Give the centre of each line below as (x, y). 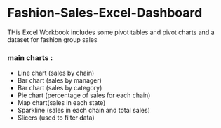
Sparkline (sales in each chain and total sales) (84, 111)
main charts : (30, 57)
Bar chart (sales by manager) (59, 80)
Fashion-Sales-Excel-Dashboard (105, 13)
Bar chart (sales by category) (60, 88)
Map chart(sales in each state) (61, 103)
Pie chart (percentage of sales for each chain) (84, 95)
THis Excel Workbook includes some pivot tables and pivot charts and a (111, 32)
